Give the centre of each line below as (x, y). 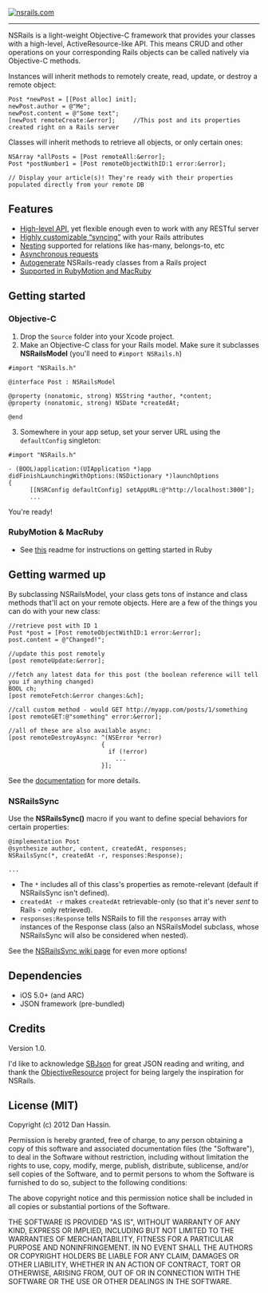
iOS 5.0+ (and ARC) (52, 995)
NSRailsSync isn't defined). (65, 893)
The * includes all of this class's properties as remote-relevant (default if (139, 884)
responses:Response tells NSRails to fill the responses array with (123, 918)
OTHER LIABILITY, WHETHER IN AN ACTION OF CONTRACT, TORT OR (124, 1265)
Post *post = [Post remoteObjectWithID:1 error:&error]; (105, 633)
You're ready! (31, 511)
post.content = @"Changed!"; (57, 639)
